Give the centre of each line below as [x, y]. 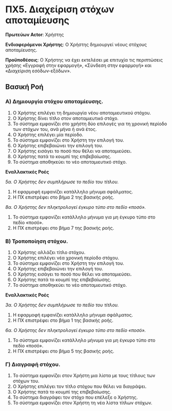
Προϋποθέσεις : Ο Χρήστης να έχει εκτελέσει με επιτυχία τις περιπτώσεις [84, 60]
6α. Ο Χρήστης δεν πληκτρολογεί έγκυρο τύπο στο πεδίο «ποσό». [76, 330]
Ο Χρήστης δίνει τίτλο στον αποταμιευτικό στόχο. [66, 118]
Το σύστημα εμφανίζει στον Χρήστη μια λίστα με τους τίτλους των [84, 376]
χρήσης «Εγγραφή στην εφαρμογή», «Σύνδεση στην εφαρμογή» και [79, 65]
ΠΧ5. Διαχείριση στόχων [60, 9]
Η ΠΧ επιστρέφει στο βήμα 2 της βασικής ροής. [63, 197]
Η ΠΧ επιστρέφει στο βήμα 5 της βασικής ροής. [63, 351]
